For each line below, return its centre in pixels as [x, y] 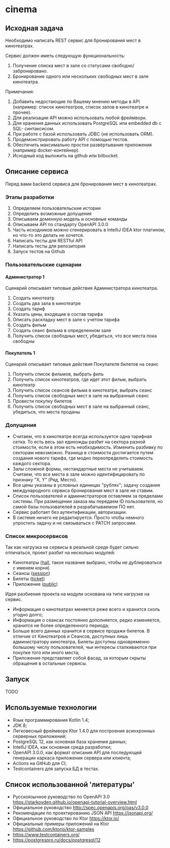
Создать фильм [29, 325]
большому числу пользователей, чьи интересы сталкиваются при [84, 647]
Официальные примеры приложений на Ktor [61, 824]
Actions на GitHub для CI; [40, 763]
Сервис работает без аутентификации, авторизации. [70, 512]
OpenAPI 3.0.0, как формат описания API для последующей [77, 752]
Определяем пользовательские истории [57, 208]
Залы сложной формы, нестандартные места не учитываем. [78, 469]
